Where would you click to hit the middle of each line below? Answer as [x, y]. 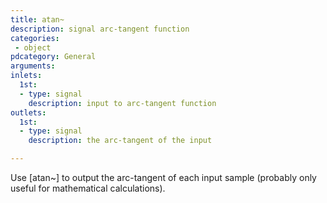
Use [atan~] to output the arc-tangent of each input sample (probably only [163, 177]
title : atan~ [37, 19]
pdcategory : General [53, 57]
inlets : [26, 76]
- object [33, 47]
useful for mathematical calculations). [88, 188]
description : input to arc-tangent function [122, 103]
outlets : [28, 112]
